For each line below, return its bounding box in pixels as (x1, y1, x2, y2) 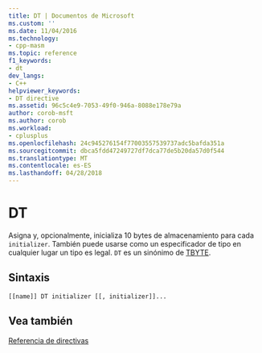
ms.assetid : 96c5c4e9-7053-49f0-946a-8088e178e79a (8, 102, 182, 110)
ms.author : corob (8, 117, 67, 125)
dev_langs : (8, 72, 45, 80)
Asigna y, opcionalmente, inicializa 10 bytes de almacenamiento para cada (8, 230, 255, 240)
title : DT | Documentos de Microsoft (8, 11, 135, 20)
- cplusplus (8, 131, 48, 139)
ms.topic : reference (8, 49, 78, 57)
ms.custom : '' (8, 19, 56, 27)
